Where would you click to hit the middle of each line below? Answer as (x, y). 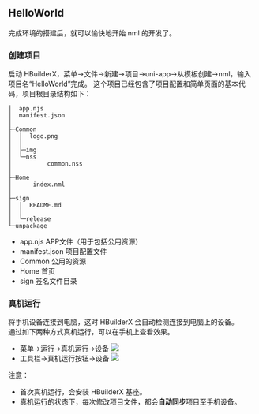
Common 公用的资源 (53, 261)
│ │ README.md (35, 205)
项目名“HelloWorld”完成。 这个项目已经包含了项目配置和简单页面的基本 (124, 84)
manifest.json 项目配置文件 (63, 252)
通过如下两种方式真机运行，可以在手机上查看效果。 (91, 332)
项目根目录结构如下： (56, 94)
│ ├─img (23, 150)
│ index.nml (37, 185)
